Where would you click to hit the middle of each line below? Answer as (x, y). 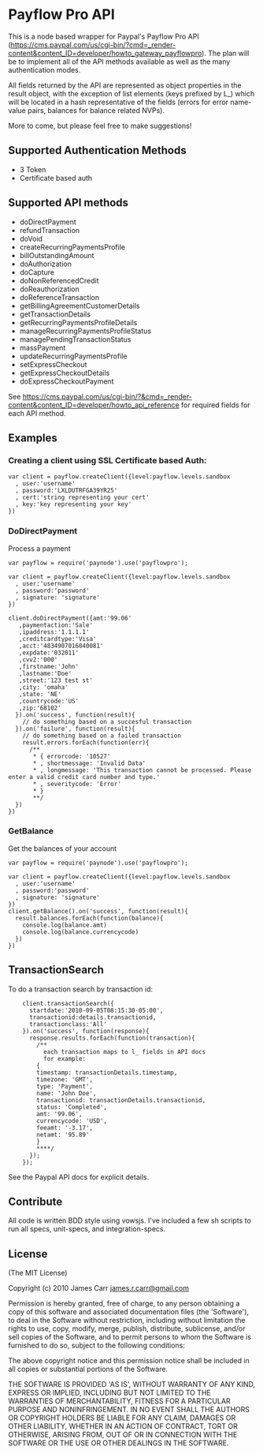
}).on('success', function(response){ (86, 1031)
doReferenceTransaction (59, 297)
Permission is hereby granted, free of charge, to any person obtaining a (124, 1303)
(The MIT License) (38, 1273)
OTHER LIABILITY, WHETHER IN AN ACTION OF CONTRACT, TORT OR (123, 1426)
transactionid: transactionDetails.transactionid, (121, 1100)
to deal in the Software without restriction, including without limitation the (127, 1321)
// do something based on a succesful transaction (107, 721)
